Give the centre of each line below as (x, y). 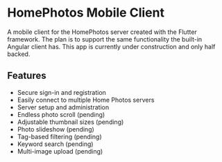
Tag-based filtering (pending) (59, 136)
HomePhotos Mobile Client (86, 13)
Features (27, 76)
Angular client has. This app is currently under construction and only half (111, 46)
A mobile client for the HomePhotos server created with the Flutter (102, 32)
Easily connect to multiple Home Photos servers (86, 100)
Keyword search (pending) (55, 144)
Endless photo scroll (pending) (61, 114)
